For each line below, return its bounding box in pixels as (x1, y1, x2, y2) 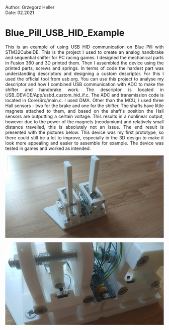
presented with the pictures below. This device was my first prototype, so (5, 129, 164, 135)
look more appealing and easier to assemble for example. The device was (5, 140, 164, 146)
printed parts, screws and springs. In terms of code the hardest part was (5, 65, 164, 71)
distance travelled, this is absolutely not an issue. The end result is (5, 124, 164, 130)
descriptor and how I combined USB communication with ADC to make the (5, 81, 164, 87)
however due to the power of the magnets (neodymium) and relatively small (5, 118, 164, 125)
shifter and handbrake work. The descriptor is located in (5, 87, 164, 93)
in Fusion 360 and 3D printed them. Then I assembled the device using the (5, 60, 164, 66)
